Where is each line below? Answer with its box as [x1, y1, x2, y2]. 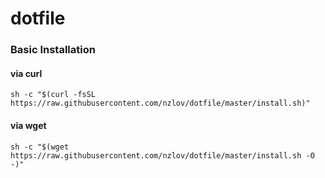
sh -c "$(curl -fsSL [10, 90, 97, 100]
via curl [10, 67, 43, 79]
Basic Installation [10, 43, 96, 57]
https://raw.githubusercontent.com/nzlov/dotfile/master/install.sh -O [10, 150, 315, 161]
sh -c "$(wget [10, 142, 70, 152]
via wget [10, 119, 47, 131]
